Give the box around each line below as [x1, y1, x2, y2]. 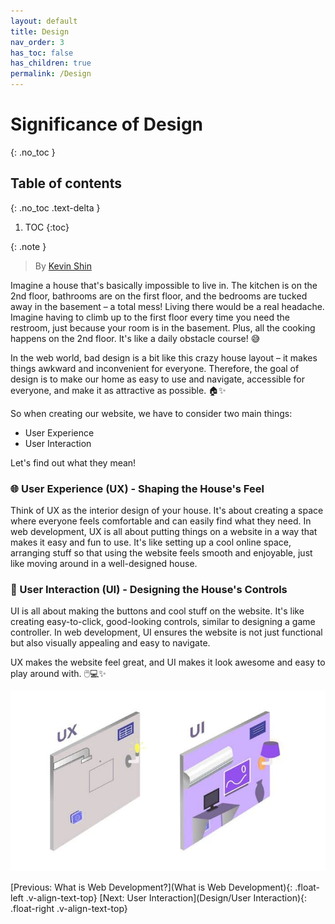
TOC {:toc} [24, 221, 70, 233]
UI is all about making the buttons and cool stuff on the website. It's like [10, 605, 305, 617]
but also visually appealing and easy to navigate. [10, 637, 211, 649]
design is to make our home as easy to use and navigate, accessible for [10, 373, 305, 385]
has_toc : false [10, 48, 74, 58]
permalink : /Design [10, 69, 92, 79]
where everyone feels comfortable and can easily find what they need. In [10, 515, 312, 527]
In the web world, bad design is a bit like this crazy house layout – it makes [10, 351, 318, 364]
